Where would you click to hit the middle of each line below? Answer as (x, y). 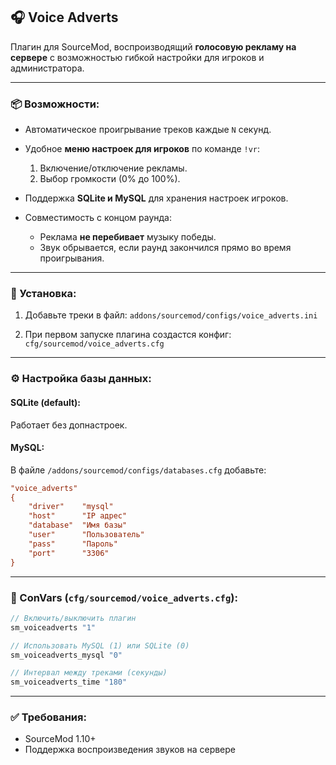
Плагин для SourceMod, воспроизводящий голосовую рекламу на (153, 46)
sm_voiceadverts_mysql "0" (66, 655)
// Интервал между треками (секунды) (89, 673)
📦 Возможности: (55, 104)
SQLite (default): (45, 402)
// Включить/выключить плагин (73, 618)
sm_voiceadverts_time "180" (69, 682)
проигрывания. (72, 258)
